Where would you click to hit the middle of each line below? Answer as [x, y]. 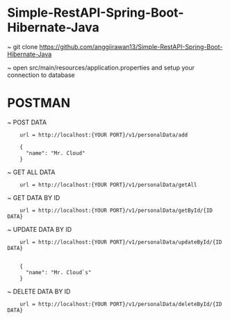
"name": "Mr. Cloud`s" [58, 272]
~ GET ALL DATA [31, 172]
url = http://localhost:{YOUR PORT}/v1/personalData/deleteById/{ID [121, 304]
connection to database [41, 75]
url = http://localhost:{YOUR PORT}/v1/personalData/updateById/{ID [121, 242]
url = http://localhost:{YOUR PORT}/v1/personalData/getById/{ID [116, 210]
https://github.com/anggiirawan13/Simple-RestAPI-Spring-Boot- [131, 47]
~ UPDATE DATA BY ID [40, 229]
